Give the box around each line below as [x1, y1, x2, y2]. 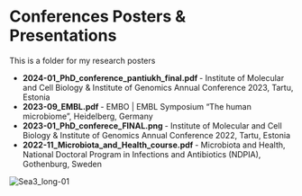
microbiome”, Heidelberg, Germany [22, 111, 153, 121]
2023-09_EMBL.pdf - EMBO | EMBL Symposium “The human [22, 101, 252, 111]
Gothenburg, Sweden [22, 158, 102, 169]
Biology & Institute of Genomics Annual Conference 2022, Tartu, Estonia [22, 129, 291, 140]
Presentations [9, 25, 117, 46]
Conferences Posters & [9, 6, 187, 27]
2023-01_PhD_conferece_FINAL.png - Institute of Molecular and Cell [22, 120, 282, 131]
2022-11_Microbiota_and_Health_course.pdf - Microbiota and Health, [22, 139, 286, 150]
